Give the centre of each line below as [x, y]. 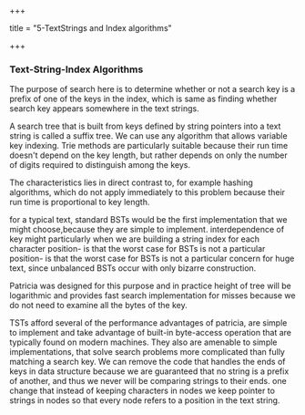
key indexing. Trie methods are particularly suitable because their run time [149, 146]
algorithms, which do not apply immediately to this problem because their [147, 192]
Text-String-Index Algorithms [76, 69]
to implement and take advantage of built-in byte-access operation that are [151, 333]
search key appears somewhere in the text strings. [104, 109]
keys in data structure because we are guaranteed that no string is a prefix [149, 371]
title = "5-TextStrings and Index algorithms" [91, 28]
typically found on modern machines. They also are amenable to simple [143, 342]
